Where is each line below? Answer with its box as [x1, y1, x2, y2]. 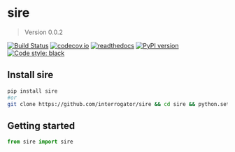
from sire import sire [7, 138, 73, 146]
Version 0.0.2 [24, 28, 63, 36]
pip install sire [7, 87, 58, 95]
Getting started [7, 120, 76, 132]
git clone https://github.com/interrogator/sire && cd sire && [7, 100, 196, 107]
